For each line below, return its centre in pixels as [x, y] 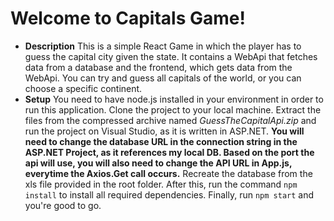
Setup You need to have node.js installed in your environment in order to [174, 99]
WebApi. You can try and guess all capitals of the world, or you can [163, 78]
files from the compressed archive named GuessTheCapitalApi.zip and [170, 120]
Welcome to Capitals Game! [128, 18]
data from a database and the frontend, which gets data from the [158, 67]
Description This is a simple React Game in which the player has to [163, 46]
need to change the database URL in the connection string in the [161, 141]
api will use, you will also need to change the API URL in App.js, [158, 163]
